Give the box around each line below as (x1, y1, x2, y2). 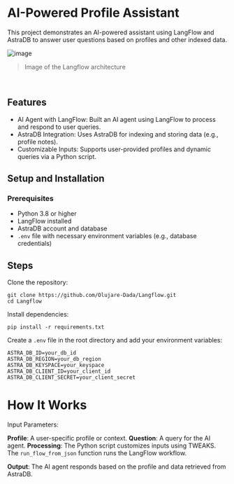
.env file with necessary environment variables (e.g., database (17, 232, 197, 240)
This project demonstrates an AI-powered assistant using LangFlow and (7, 28, 214, 36)
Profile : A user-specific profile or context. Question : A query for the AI (7, 434, 211, 443)
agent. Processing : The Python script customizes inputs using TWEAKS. (7, 441, 217, 450)
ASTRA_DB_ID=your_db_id (7, 350, 77, 357)
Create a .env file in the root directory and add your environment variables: (7, 336, 222, 345)
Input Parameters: (7, 420, 59, 429)
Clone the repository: (7, 278, 68, 286)
